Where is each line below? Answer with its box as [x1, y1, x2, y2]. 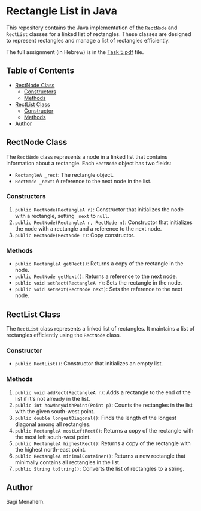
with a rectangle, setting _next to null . [14, 212, 109, 219]
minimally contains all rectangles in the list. [14, 458, 121, 465]
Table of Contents [6, 66, 75, 76]
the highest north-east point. [14, 446, 86, 453]
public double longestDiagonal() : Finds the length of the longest [14, 414, 176, 421]
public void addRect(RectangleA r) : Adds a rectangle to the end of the [14, 388, 191, 396]
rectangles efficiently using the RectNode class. [6, 331, 121, 338]
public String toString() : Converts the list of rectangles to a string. [14, 465, 185, 472]
